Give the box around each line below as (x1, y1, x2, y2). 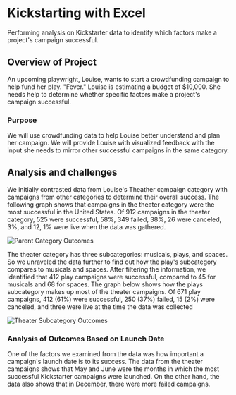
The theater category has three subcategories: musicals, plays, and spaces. (7, 250, 228, 258)
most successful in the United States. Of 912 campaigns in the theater (7, 207, 210, 216)
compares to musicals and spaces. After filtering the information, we (7, 265, 206, 273)
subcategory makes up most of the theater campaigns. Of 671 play (7, 287, 201, 296)
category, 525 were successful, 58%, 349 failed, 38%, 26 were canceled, (7, 215, 222, 224)
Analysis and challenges (7, 166, 118, 178)
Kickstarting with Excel (7, 5, 146, 21)
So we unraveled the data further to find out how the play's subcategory (7, 257, 217, 266)
